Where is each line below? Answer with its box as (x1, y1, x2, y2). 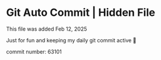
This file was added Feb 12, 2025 (6, 25, 87, 32)
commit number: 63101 (6, 48, 62, 55)
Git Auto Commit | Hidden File (6, 6, 156, 19)
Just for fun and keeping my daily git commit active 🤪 (6, 36, 137, 44)
